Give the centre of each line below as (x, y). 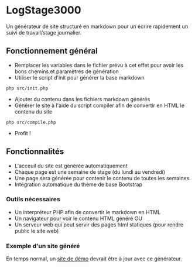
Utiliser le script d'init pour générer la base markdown (79, 77)
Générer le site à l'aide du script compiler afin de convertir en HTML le (99, 105)
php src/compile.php (31, 122)
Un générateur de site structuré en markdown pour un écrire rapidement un (97, 26)
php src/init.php (27, 88)
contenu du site (33, 111)
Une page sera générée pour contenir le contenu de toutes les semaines (102, 178)
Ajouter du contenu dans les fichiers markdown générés (82, 99)
